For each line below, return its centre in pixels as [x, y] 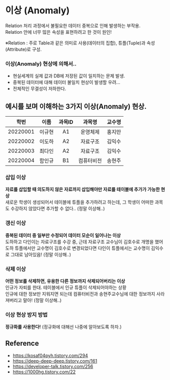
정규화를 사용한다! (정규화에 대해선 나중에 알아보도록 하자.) [63, 327]
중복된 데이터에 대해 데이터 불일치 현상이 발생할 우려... [66, 82]
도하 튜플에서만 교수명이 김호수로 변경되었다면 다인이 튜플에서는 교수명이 [78, 248]
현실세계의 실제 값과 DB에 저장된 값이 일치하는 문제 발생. [69, 76]
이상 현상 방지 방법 [27, 315]
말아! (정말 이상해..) [42, 300]
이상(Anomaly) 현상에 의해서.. [41, 63]
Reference [22, 343]
